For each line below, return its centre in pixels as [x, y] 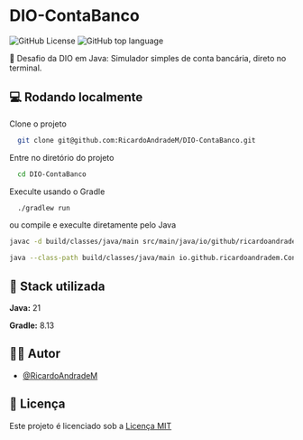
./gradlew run [44, 208]
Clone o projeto [38, 124]
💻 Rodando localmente [76, 97]
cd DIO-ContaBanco [52, 174]
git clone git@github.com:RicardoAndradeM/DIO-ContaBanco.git [137, 140]
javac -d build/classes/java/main [74, 242]
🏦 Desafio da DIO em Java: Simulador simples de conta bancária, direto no [148, 58]
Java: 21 [25, 307]
